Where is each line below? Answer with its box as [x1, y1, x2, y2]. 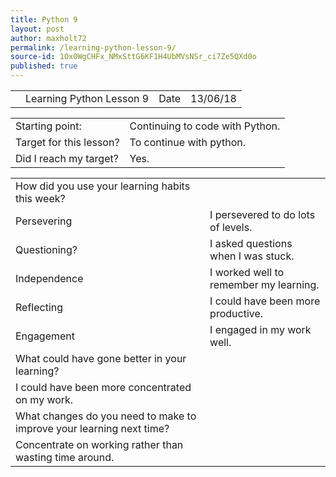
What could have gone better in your [15, 352, 187, 365]
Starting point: [15, 119, 82, 133]
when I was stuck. [209, 249, 295, 263]
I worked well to [209, 266, 285, 279]
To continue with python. [129, 136, 247, 149]
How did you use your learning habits [15, 179, 191, 193]
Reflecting [15, 301, 64, 314]
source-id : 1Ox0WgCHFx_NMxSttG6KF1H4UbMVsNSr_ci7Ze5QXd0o [10, 52, 257, 62]
